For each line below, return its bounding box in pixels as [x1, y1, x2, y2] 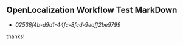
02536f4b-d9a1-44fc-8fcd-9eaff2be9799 [15, 21, 121, 28]
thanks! [6, 33, 26, 40]
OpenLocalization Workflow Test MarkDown [6, 5, 178, 15]
